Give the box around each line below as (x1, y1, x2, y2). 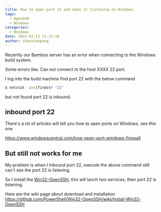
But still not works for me (5, 149, 82, 157)
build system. (5, 57, 32, 63)
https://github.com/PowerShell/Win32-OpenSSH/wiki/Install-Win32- (5, 197, 142, 202)
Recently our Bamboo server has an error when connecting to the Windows (5, 52, 156, 58)
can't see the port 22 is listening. (5, 167, 71, 173)
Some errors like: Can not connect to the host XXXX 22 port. (5, 66, 126, 72)
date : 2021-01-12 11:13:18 (5, 34, 60, 39)
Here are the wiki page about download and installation (5, 191, 115, 197)
